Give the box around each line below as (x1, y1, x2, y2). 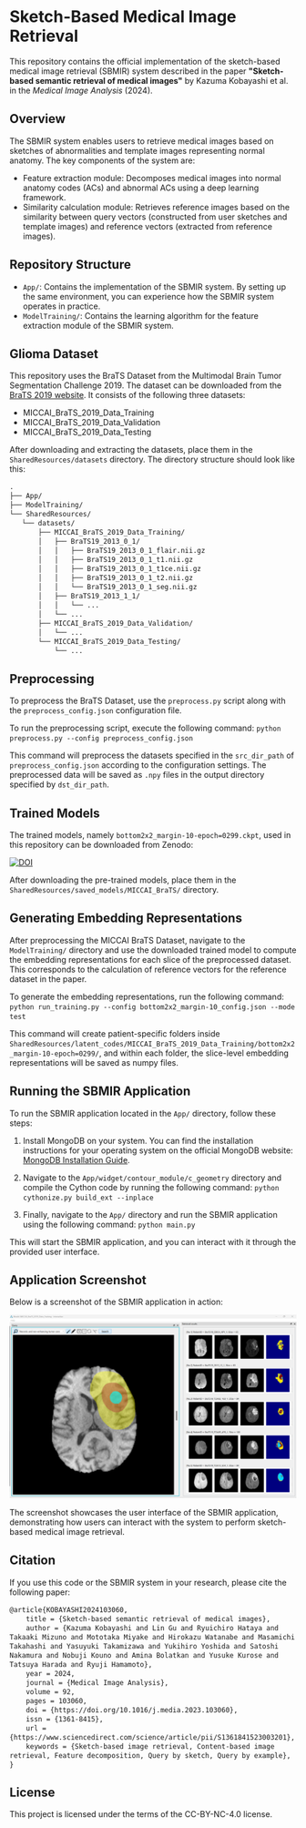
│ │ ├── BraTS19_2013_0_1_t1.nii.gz (37, 556, 194, 565)
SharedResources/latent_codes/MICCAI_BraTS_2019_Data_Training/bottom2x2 (9, 1039, 296, 1048)
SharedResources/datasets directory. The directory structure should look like (9, 454, 296, 465)
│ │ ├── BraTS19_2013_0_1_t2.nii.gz (37, 574, 194, 583)
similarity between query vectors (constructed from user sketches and (22, 211, 288, 222)
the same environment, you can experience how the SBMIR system (22, 291, 275, 301)
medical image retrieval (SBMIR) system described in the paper (9, 66, 247, 77)
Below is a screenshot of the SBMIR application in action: (9, 1296, 223, 1308)
